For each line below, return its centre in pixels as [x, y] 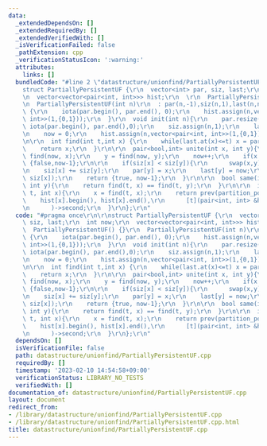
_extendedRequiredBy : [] [56, 30]
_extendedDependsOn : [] [54, 23]
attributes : [35, 68]
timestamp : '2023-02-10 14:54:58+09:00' [83, 370]
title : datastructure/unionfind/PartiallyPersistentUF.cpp [108, 429]
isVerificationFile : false [60, 348]
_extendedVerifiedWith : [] [60, 38]
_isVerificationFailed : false [65, 45]
